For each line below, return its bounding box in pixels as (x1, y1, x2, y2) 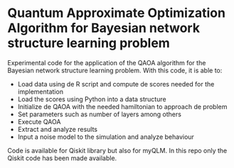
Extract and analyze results (17, 125, 98, 133)
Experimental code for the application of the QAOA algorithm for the (7, 58, 206, 67)
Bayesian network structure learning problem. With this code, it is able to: (7, 66, 223, 74)
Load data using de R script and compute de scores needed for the (17, 79, 215, 88)
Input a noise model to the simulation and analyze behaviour (17, 133, 194, 141)
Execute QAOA (17, 117, 61, 125)
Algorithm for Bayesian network (7, 20, 201, 36)
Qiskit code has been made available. (7, 154, 117, 162)
